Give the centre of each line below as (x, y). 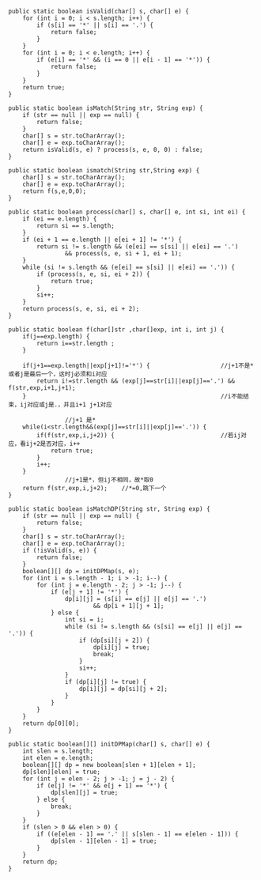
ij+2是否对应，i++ (53, 444)
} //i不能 (133, 396)
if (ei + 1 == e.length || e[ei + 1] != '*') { (102, 240)
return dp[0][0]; (51, 723)
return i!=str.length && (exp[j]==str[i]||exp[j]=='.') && (136, 381)
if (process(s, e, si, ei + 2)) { (93, 274)
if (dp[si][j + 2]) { (114, 640)
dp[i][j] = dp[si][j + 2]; (123, 689)
